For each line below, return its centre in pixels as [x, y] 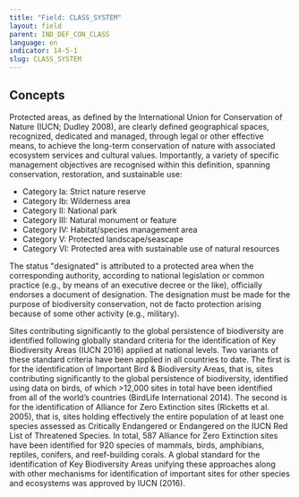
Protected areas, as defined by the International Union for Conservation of [146, 116]
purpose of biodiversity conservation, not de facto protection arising [136, 304]
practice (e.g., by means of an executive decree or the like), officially [136, 285]
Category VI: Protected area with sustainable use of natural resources [151, 248]
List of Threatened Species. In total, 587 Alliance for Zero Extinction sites [144, 435]
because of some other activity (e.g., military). [94, 313]
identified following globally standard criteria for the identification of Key [143, 340]
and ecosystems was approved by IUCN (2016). [98, 483]
